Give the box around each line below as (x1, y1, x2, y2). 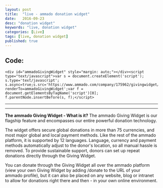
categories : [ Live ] (5, 30, 45, 34)
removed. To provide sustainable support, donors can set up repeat (5, 147, 140, 153)
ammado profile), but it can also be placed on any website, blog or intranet (5, 172, 154, 178)
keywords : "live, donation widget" (5, 25, 77, 30)
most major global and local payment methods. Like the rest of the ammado (5, 132, 156, 138)
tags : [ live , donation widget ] (5, 34, 68, 39)
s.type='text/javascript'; (5, 78, 60, 83)
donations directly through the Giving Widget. (5, 153, 96, 158)
